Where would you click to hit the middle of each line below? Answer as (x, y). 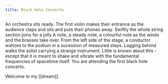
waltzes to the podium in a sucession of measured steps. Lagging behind (81, 45)
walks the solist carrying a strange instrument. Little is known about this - (81, 50)
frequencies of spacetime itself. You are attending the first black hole (76, 61)
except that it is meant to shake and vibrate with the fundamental (72, 56)
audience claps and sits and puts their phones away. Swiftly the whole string (84, 29)
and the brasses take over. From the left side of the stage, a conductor (78, 40)
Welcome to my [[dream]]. (32, 76)
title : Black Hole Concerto (35, 10)
